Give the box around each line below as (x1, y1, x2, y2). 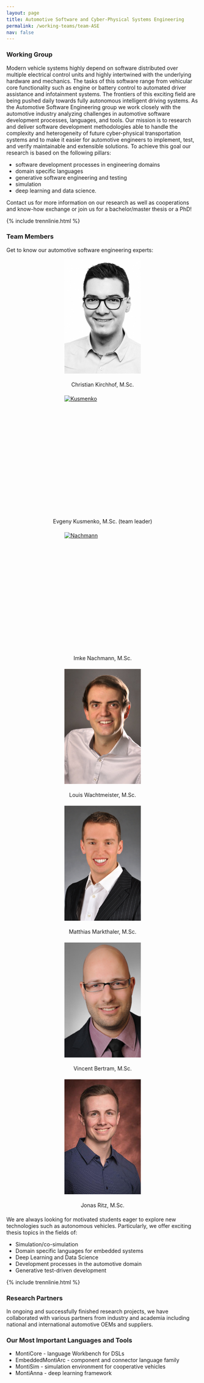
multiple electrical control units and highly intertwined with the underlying (6, 70, 192, 78)
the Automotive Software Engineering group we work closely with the (6, 103, 181, 110)
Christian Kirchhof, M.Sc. (71, 381, 134, 388)
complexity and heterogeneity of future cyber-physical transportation (6, 129, 181, 137)
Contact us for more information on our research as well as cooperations (6, 199, 189, 206)
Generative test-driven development (15, 1267, 107, 1274)
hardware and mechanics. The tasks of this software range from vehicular (6, 77, 192, 85)
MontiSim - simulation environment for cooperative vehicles (15, 1363, 166, 1370)
